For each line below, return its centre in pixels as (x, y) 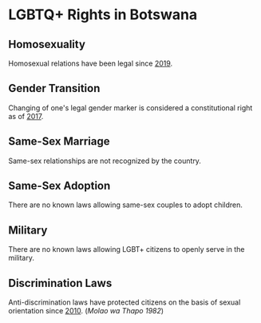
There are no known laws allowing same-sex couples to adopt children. (126, 205)
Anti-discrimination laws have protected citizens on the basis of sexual (125, 302)
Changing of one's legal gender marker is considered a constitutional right (130, 108)
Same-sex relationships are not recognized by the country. (105, 161)
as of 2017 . (26, 116)
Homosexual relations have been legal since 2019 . (91, 63)
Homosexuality (47, 44)
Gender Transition (54, 88)
